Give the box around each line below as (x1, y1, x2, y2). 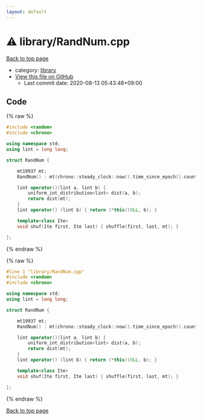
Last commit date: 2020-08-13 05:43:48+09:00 (23, 79, 142, 86)
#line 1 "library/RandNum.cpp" (6, 269, 85, 275)
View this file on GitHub (14, 73, 74, 80)
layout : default (6, 8, 47, 15)
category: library (14, 66, 57, 74)
